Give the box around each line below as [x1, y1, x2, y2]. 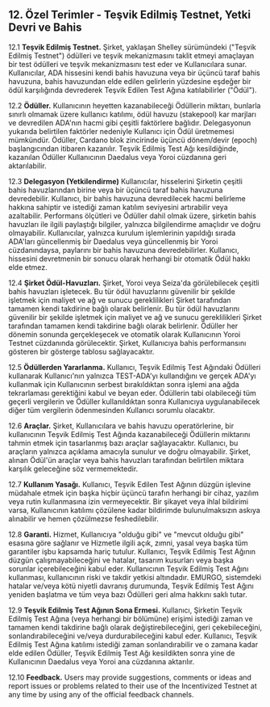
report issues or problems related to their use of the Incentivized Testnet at [8, 680, 257, 691]
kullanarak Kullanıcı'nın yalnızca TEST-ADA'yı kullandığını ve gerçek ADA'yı [8, 371, 256, 381]
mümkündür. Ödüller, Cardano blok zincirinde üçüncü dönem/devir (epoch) [8, 135, 258, 145]
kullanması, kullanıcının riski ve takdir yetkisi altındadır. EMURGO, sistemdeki [8, 572, 262, 582]
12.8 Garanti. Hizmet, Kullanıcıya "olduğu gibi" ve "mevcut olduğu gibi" [8, 529, 244, 539]
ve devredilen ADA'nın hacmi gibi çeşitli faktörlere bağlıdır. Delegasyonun [8, 118, 251, 128]
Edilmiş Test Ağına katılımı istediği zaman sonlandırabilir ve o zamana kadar [8, 639, 259, 649]
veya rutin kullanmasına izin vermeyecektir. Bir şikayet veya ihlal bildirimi [8, 496, 248, 506]
